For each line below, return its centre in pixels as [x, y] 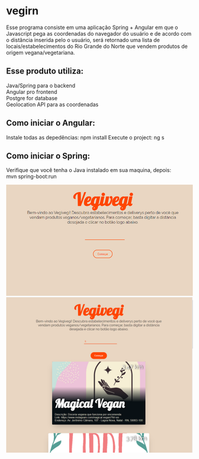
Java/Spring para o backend [41, 85]
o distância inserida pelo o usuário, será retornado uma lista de [83, 40]
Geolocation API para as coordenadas [52, 104]
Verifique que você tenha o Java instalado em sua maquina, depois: [89, 170]
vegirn [23, 11]
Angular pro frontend [32, 92]
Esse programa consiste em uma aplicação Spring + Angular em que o [92, 27]
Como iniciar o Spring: [48, 156]
